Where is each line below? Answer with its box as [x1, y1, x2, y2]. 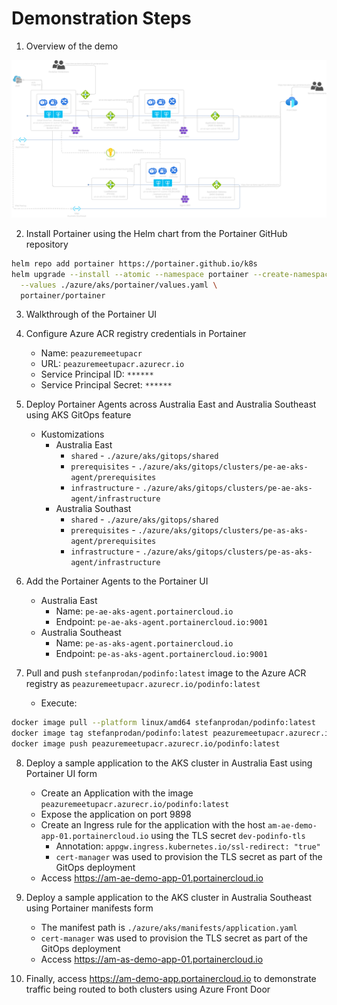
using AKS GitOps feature [25, 409, 132, 421]
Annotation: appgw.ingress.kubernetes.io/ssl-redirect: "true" [55, 840, 321, 852]
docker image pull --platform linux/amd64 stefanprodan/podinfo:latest [11, 718, 316, 728]
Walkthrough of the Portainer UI [25, 308, 158, 321]
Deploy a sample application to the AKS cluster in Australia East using [25, 757, 313, 769]
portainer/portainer [20, 290, 106, 301]
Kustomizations [40, 428, 105, 441]
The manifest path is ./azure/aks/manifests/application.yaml [40, 922, 298, 934]
